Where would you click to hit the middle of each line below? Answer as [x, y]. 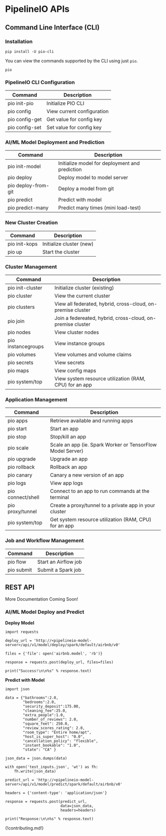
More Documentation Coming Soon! [41, 599]
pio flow [17, 562]
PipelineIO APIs [38, 9]
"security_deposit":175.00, [52, 706]
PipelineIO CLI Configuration [40, 82]
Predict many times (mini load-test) [100, 208]
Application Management [36, 399]
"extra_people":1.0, [44, 715]
